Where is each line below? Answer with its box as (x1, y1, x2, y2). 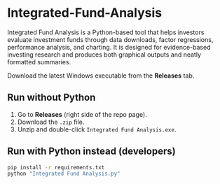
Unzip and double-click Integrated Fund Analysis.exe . (17, 125, 177, 134)
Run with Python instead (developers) (7, 146, 177, 157)
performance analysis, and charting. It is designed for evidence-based (7, 43, 211, 51)
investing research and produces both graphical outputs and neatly (7, 50, 202, 59)
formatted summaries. (7, 57, 71, 66)
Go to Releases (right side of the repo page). (17, 110, 147, 118)
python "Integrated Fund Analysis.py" (7, 170, 121, 178)
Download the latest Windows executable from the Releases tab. (7, 71, 195, 80)
